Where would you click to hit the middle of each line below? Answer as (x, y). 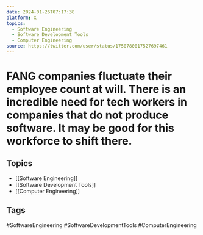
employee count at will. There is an (96, 89)
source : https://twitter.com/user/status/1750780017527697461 (87, 46)
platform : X (21, 18)
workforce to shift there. (69, 141)
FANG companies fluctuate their (89, 76)
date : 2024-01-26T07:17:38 (41, 12)
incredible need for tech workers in (97, 102)
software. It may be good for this (91, 128)
